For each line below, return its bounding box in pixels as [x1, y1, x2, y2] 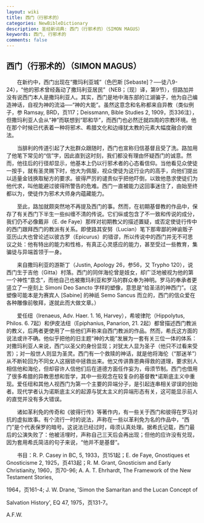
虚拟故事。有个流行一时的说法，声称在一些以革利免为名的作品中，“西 [16, 416, 190, 423]
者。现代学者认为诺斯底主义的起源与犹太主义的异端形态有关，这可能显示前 [6, 388, 192, 395]
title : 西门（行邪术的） [6, 15, 62, 21]
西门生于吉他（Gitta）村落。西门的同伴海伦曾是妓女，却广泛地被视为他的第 [6, 268, 194, 276]
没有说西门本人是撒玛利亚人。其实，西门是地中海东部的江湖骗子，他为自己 [6, 93, 192, 101]
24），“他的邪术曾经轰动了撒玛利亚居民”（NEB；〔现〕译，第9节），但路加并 [6, 86, 194, 93]
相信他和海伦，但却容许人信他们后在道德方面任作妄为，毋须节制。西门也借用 [6, 365, 198, 372]
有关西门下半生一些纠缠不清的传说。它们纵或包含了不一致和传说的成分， [16, 210, 198, 217]
